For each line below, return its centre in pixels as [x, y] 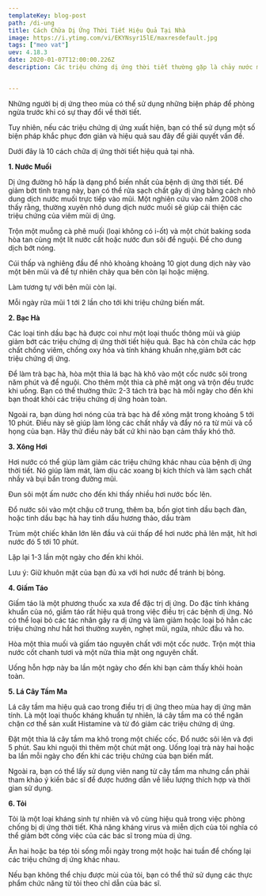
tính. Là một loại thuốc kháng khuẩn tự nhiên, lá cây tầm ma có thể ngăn [126, 715]
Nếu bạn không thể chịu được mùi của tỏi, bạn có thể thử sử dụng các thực [131, 875]
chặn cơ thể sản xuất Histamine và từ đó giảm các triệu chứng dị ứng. [122, 723]
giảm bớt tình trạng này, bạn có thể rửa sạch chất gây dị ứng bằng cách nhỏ [132, 190]
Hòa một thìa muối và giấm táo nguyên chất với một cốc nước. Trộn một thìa [132, 644]
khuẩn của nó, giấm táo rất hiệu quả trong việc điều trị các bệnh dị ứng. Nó [131, 611]
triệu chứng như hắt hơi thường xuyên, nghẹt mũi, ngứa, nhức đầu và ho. [126, 628]
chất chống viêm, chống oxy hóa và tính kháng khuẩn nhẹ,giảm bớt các [125, 350]
